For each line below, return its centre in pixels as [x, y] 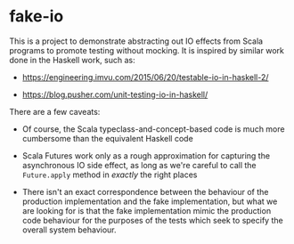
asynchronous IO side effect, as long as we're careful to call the [139, 165]
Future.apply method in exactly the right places [110, 175]
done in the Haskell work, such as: [72, 60]
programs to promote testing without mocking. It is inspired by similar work [147, 50]
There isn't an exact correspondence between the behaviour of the [145, 191]
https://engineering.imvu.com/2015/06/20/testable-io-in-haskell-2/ [145, 77]
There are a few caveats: [55, 111]
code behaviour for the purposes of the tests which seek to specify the [152, 220]
